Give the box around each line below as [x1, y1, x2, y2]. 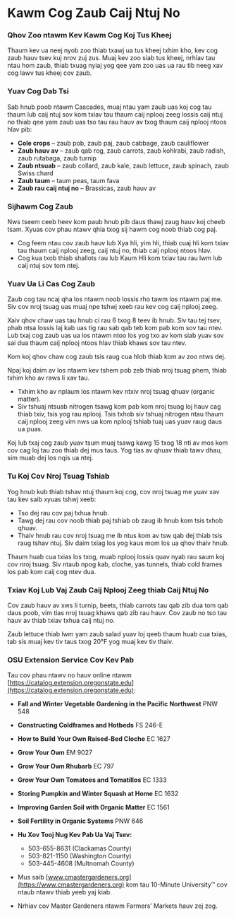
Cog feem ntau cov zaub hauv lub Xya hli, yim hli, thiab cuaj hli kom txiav [17, 239, 229, 247]
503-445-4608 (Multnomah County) [27, 859, 135, 868]
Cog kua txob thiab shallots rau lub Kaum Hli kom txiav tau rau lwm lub [17, 254, 223, 262]
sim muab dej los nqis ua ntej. [7, 454, 94, 462]
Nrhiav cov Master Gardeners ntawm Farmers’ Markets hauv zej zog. [17, 901, 218, 910]
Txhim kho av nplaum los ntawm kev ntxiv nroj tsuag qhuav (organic [17, 387, 215, 396]
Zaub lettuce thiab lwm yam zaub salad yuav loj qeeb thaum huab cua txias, [7, 629, 228, 638]
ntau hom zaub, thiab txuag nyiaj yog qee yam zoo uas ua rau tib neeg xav [7, 62, 223, 70]
